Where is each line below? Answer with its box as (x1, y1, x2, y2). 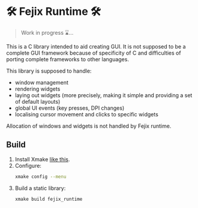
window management (14, 79, 69, 86)
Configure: (14, 162, 42, 169)
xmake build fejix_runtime (14, 196, 83, 202)
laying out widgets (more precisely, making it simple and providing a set (14, 91, 193, 99)
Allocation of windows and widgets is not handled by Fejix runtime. (6, 122, 172, 129)
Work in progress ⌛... (20, 29, 74, 36)
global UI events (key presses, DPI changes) (14, 104, 125, 111)
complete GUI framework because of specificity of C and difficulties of (6, 49, 181, 56)
